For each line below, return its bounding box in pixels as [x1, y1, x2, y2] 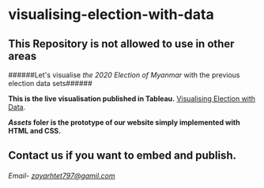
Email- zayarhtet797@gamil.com [8, 171, 116, 180]
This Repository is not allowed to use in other [8, 37, 235, 51]
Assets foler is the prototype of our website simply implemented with [8, 118, 240, 127]
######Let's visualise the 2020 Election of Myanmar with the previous [8, 70, 240, 80]
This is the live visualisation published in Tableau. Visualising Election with [8, 94, 255, 103]
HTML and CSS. [8, 126, 62, 135]
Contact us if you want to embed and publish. [8, 149, 237, 163]
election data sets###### [8, 79, 92, 88]
